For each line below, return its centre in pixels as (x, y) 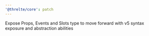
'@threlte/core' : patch (29, 9)
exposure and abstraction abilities (39, 28)
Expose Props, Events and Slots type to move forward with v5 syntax (75, 23)
